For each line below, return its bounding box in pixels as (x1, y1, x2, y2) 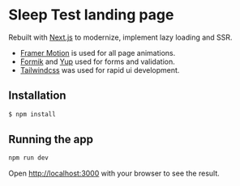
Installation (8, 89, 66, 103)
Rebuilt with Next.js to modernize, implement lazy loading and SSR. (8, 32, 233, 42)
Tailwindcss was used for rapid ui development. (19, 65, 180, 74)
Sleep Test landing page (8, 6, 174, 24)
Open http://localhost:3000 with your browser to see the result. (8, 168, 221, 179)
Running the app (8, 133, 93, 146)
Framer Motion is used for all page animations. (19, 48, 176, 57)
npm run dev (8, 154, 49, 163)
